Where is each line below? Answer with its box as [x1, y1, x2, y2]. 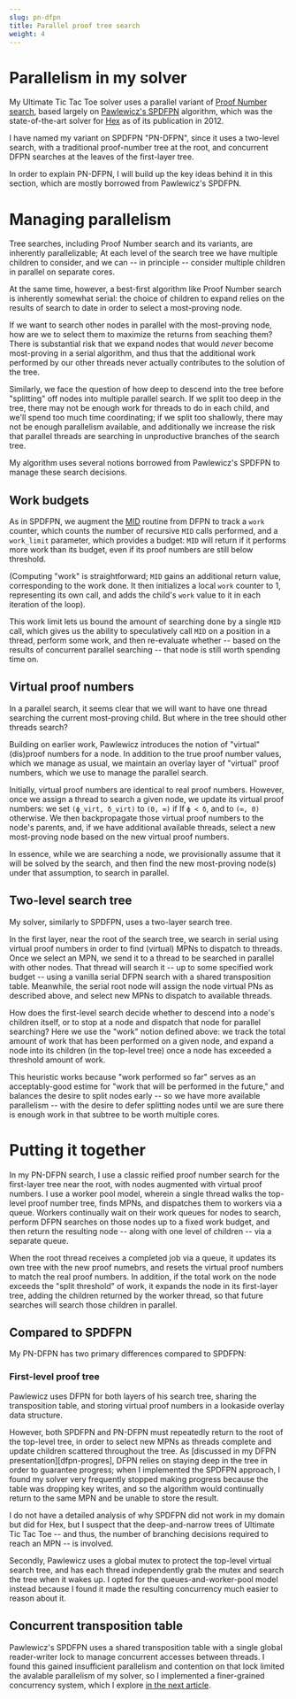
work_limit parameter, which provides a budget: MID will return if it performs [9, 535, 287, 545]
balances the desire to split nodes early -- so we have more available [9, 1090, 261, 1100]
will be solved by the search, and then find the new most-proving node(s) [9, 858, 277, 869]
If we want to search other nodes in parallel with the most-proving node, [9, 320, 272, 330]
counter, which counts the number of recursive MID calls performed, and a [9, 526, 278, 537]
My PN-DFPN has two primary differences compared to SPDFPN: [9, 1348, 247, 1359]
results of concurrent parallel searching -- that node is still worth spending [9, 645, 281, 655]
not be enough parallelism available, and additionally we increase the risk [9, 421, 276, 432]
